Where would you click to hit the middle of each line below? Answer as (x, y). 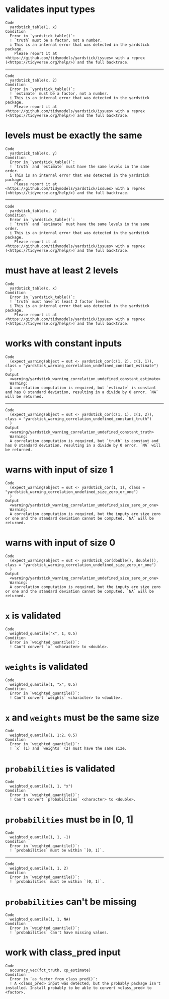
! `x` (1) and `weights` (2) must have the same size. (68, 749)
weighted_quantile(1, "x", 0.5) (44, 684)
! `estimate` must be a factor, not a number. (59, 93)
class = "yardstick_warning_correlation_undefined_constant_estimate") (82, 366)
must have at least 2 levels (62, 271)
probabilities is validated (60, 768)
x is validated (33, 616)
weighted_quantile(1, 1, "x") (41, 787)
